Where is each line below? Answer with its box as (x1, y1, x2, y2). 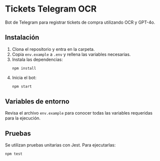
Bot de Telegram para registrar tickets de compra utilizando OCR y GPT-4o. (5, 19, 156, 25)
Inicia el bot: (12, 74, 37, 80)
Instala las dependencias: (12, 57, 63, 62)
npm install (12, 66, 36, 71)
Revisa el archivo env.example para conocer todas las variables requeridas (5, 110, 153, 116)
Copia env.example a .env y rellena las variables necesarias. (12, 51, 131, 57)
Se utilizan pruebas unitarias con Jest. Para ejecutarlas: (5, 142, 116, 148)
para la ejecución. (5, 115, 41, 121)
